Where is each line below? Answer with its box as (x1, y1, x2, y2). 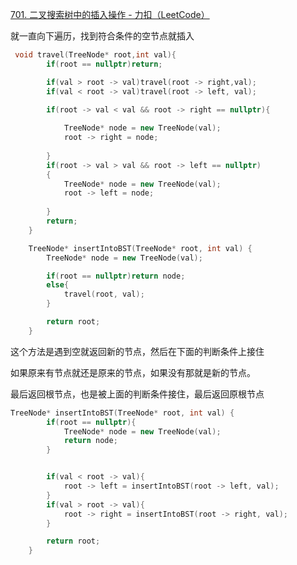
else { (46, 280, 70, 290)
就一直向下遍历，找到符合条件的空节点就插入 (10, 30, 195, 42)
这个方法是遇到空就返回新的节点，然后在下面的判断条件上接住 (10, 345, 265, 357)
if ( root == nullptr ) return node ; (46, 271, 186, 281)
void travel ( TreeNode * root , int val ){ (14, 50, 177, 60)
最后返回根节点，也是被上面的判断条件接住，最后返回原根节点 (10, 388, 265, 400)
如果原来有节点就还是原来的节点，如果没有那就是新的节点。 (10, 366, 256, 378)
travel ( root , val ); (63, 289, 145, 300)
